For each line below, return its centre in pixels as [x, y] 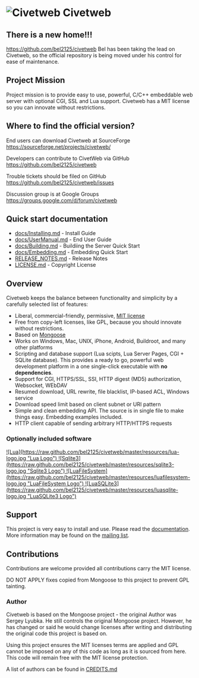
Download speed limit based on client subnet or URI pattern [88, 404]
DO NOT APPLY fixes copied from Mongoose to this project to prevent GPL [98, 580]
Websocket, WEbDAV [41, 385]
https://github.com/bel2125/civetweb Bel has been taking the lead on [91, 49]
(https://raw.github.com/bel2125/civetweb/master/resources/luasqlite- [92, 490]
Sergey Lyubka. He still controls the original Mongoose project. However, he [99, 621]
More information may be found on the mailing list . [68, 535]
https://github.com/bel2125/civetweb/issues [60, 182]
